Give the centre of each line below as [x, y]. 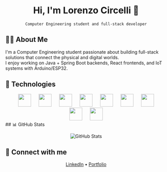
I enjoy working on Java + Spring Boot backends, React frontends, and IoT [84, 63]
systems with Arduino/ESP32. [37, 68]
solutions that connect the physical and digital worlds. [62, 57]
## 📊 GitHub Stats [25, 124]
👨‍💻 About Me [27, 40]
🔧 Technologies [30, 84]
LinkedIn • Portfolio [86, 164]
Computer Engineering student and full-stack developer [86, 24]
